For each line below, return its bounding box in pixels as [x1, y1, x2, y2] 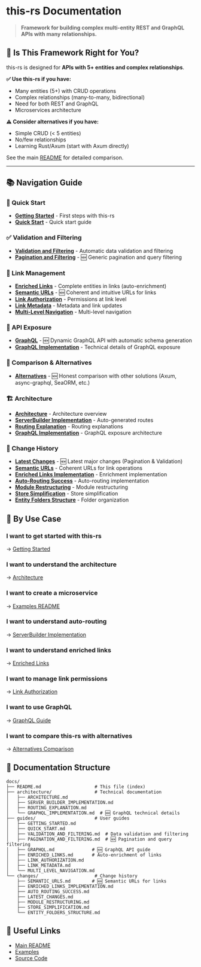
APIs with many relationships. [20, 30, 97, 37]
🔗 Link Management [6, 268, 66, 277]
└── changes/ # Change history [6, 873, 138, 879]
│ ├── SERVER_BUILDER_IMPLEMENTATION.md [6, 799, 114, 805]
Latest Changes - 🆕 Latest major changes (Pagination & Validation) [14, 458, 183, 465]
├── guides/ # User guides [6, 815, 130, 821]
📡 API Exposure [6, 323, 52, 331]
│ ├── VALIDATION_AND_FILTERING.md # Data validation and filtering [6, 831, 188, 837]
